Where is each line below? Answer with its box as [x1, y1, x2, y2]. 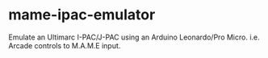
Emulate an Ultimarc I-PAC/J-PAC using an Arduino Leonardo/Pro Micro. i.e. [8, 32, 260, 42]
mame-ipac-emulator [8, 6, 156, 24]
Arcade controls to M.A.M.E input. [8, 40, 121, 50]
